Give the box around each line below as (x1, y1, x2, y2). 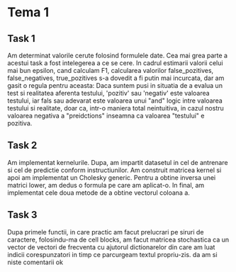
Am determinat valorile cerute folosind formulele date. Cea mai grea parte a (7, 51, 228, 59)
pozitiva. (7, 119, 33, 127)
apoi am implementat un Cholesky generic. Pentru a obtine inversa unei (7, 173, 216, 181)
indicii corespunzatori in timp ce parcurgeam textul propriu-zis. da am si (7, 250, 218, 259)
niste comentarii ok (7, 258, 64, 266)
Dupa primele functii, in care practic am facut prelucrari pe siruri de (7, 227, 204, 236)
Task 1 (7, 33, 35, 45)
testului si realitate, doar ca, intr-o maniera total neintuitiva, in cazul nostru (7, 104, 225, 112)
